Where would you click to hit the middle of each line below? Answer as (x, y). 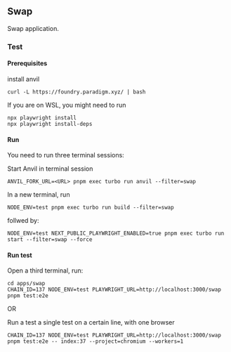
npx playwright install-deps (50, 124)
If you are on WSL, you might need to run (67, 105)
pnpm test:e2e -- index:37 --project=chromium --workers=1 (95, 341)
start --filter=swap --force (50, 240)
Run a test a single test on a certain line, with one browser (91, 322)
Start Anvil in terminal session (50, 169)
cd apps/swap (26, 284)
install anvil (24, 79)
